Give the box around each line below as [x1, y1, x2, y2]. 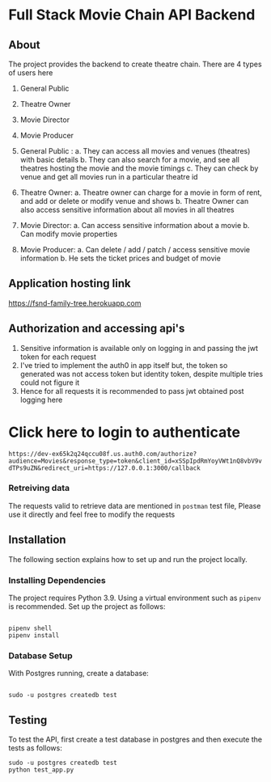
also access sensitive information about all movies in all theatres [19, 205, 235, 214]
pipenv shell [8, 624, 53, 632]
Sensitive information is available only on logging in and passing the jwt [19, 343, 259, 353]
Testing [8, 713, 48, 727]
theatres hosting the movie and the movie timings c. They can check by [19, 163, 259, 173]
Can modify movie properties [19, 229, 118, 239]
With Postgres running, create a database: [8, 669, 150, 678]
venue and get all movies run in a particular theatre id [19, 172, 198, 181]
